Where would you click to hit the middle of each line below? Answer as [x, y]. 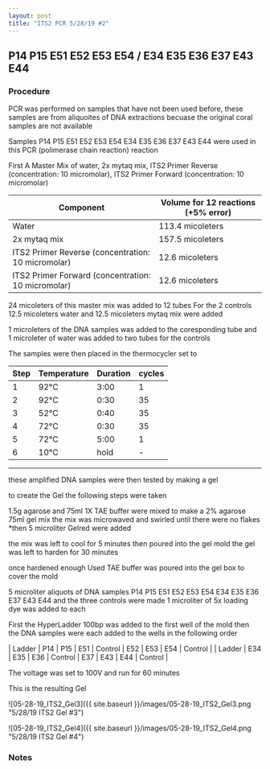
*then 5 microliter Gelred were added [70, 528]
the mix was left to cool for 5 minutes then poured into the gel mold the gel [132, 544]
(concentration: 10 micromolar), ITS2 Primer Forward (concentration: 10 [127, 175]
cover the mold [33, 577]
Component [82, 208]
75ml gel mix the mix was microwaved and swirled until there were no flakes [134, 520]
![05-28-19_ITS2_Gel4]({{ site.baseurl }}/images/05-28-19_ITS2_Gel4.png [130, 728]
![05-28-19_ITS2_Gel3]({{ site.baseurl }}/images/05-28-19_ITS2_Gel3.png [130, 704]
